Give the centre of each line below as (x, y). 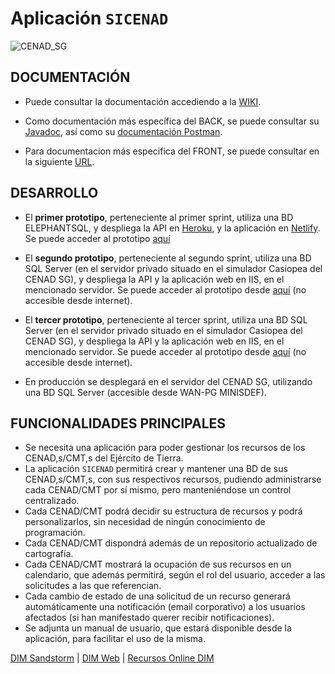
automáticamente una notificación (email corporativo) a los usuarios (165, 607)
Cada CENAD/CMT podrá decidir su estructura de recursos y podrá (163, 511)
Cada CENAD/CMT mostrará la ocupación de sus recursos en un (158, 564)
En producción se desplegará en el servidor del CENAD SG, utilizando (168, 381)
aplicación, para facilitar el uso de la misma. (115, 639)
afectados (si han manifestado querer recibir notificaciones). (149, 618)
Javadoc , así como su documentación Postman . (123, 131)
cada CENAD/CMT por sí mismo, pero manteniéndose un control (158, 490)
